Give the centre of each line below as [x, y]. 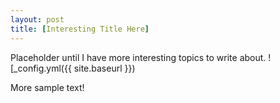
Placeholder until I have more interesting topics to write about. [138, 57]
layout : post [37, 19]
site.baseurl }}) [104, 68]
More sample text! [47, 87]
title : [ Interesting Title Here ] [80, 29]
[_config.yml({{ [41, 68]
